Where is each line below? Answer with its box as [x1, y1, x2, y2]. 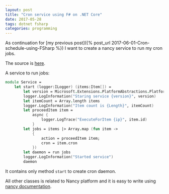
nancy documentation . [5, 183, 52, 189]
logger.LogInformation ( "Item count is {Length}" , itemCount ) [23, 103, 154, 108]
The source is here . [5, 60, 46, 66]
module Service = [5, 80, 42, 85]
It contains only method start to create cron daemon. [5, 168, 117, 174]
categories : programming [5, 26, 57, 31]
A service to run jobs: [5, 70, 50, 76]
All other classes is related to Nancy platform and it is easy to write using [5, 178, 156, 184]
